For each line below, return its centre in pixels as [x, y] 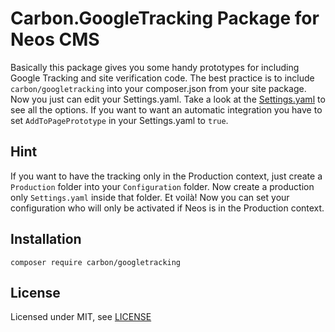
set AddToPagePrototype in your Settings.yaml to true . [119, 120]
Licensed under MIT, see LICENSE [81, 317]
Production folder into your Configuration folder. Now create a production [162, 186]
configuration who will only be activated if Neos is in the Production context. [167, 208]
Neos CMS [55, 39]
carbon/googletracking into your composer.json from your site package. [158, 88]
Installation [46, 239]
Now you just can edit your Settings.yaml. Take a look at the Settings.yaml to [168, 99]
